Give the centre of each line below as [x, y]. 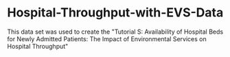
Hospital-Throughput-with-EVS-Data [115, 13]
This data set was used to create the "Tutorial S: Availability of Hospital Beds [115, 32]
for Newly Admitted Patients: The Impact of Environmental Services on [107, 38]
